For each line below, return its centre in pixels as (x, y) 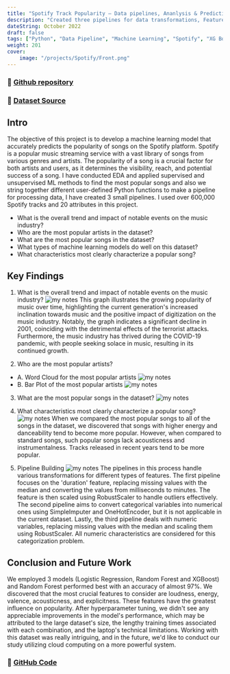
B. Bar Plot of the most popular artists (70, 385)
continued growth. (43, 351)
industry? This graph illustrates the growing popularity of (114, 300)
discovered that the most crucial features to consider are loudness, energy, (113, 594)
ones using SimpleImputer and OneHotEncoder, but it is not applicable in (119, 512)
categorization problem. (51, 541)
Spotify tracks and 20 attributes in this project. (73, 205)
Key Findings (36, 276)
